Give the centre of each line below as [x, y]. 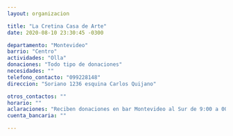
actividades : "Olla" [37, 58]
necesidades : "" [31, 71]
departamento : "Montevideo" [48, 45]
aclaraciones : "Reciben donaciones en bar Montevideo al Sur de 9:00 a [113, 109]
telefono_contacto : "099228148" [54, 77]
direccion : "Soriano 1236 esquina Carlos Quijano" [82, 84]
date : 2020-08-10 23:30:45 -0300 [55, 33]
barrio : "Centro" [32, 52]
